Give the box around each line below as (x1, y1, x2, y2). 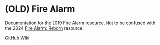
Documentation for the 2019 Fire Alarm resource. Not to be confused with (5, 20, 156, 26)
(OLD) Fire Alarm (5, 3, 75, 15)
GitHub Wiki (5, 35, 30, 41)
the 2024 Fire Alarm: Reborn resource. (5, 25, 84, 31)
